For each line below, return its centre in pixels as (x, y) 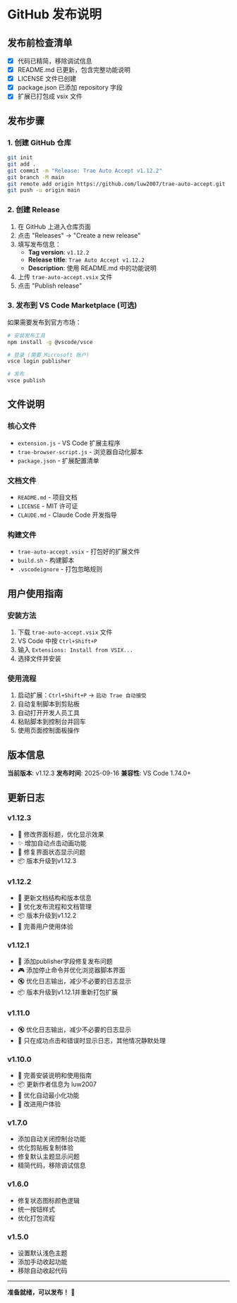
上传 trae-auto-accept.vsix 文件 (65, 276)
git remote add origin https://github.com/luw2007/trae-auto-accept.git (116, 184)
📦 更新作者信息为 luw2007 (57, 1084)
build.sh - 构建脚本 (46, 561)
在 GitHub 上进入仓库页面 (54, 226)
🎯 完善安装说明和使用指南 (54, 1075)
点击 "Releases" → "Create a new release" (79, 235)
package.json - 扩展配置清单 (59, 460)
